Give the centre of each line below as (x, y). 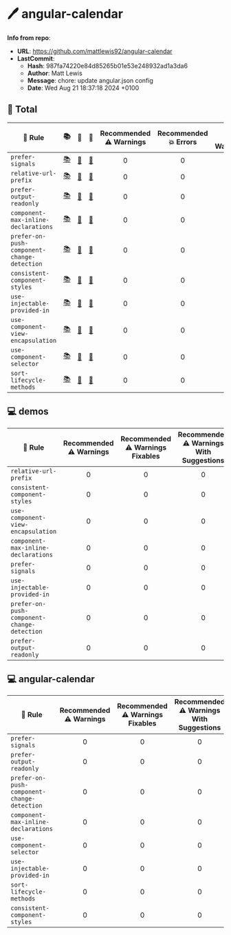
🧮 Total (22, 109)
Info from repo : (29, 38)
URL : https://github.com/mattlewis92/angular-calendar (95, 51)
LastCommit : (36, 58)
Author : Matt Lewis (55, 73)
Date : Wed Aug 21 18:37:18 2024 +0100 (83, 88)
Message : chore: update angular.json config (90, 80)
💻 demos (28, 412)
